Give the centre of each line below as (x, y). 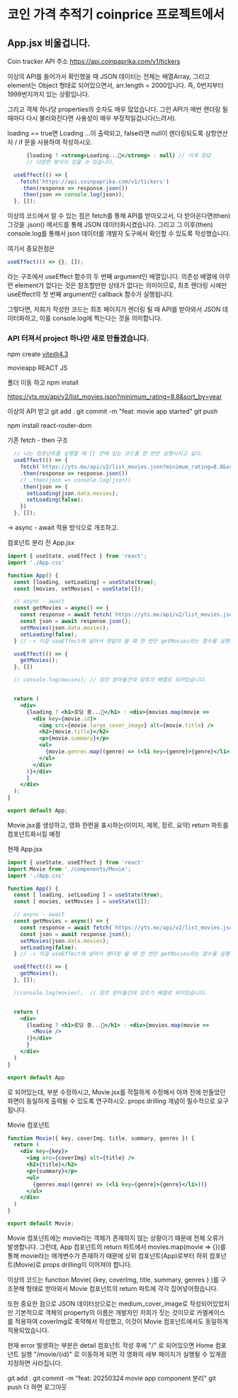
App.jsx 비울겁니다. (49, 43)
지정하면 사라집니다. (35, 1363)
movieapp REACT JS (38, 368)
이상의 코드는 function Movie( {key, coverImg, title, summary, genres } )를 (113, 1279)
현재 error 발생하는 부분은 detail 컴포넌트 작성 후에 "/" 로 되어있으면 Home (110, 1345)
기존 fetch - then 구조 (38, 440)
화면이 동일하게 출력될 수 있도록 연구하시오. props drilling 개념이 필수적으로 (112, 1101)
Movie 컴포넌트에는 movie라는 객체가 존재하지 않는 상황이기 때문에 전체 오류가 (116, 1238)
